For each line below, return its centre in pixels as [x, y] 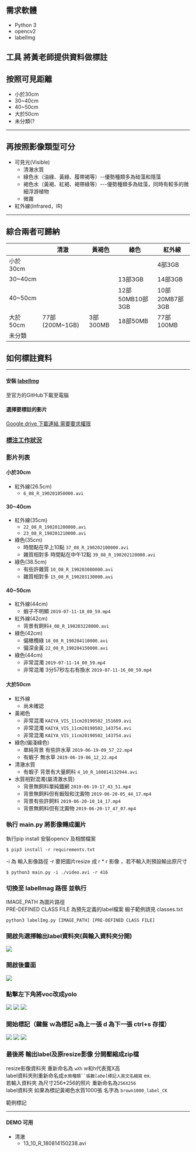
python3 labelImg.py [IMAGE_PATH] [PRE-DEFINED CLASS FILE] [81, 920]
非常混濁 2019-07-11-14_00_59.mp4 [64, 662]
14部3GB [170, 279]
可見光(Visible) [32, 162]
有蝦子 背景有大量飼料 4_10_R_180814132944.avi [80, 772]
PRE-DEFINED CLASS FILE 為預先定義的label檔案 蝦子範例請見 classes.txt [94, 909]
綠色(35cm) [28, 540]
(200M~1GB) [61, 325]
